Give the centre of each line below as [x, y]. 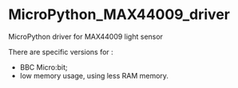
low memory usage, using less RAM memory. [94, 75]
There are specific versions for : [61, 52]
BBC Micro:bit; [44, 67]
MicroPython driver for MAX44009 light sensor [86, 36]
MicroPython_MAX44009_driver [119, 15]
